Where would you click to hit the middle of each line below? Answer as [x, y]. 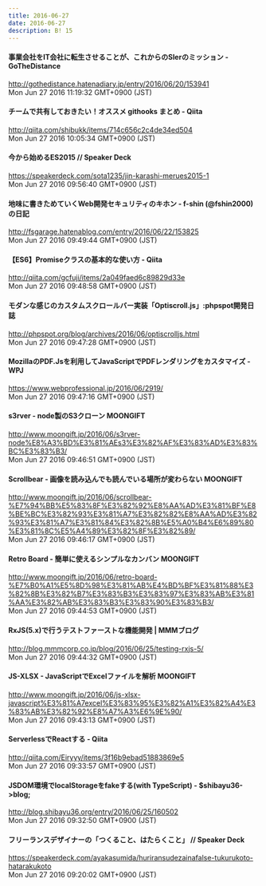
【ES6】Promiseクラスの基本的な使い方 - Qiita [86, 259]
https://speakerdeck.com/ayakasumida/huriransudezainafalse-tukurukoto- [131, 858]
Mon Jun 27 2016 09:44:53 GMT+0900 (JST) [82, 611]
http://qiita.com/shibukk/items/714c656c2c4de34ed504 [100, 129]
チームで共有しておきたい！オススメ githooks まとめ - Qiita [106, 112]
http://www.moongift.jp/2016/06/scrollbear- [80, 497]
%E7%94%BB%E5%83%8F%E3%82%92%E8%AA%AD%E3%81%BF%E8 [132, 506]
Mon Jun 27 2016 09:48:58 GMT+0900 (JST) [82, 286]
